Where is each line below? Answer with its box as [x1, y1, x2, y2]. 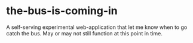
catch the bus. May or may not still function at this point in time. [6, 29, 163, 37]
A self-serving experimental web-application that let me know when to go [6, 24, 188, 31]
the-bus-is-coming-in [6, 4, 118, 18]
